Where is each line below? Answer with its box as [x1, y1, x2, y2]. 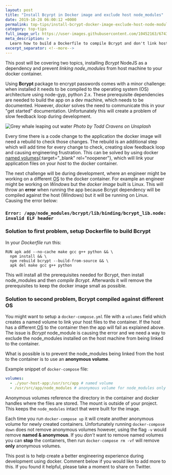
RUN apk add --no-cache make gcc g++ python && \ [5, 249, 114, 254]
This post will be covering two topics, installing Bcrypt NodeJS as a [5, 59, 147, 66]
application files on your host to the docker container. [5, 160, 118, 167]
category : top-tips [5, 27, 47, 32]
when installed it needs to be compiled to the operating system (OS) [5, 86, 149, 92]
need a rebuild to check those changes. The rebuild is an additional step [5, 138, 158, 144]
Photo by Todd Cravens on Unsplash [73, 123, 151, 129]
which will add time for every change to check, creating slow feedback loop [5, 144, 165, 150]
